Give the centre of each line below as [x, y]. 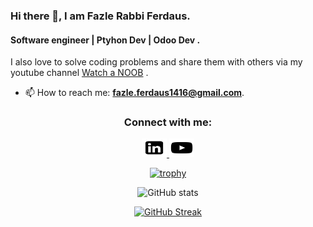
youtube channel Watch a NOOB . [79, 73]
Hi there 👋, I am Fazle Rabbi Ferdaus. [100, 16]
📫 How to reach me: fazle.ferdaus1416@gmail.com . [134, 93]
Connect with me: [168, 122]
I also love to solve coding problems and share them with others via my [156, 62]
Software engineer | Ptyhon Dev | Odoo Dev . [105, 40]
